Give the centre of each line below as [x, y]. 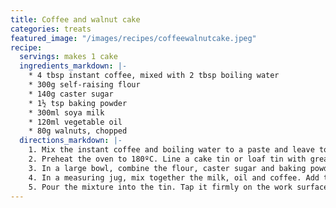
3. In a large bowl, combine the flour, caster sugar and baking [167, 168]
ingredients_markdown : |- [73, 66]
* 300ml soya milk [66, 112]
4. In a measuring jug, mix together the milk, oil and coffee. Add [174, 177]
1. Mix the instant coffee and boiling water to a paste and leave [171, 150]
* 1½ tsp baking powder [78, 103]
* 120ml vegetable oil [75, 122]
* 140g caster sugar [71, 94]
